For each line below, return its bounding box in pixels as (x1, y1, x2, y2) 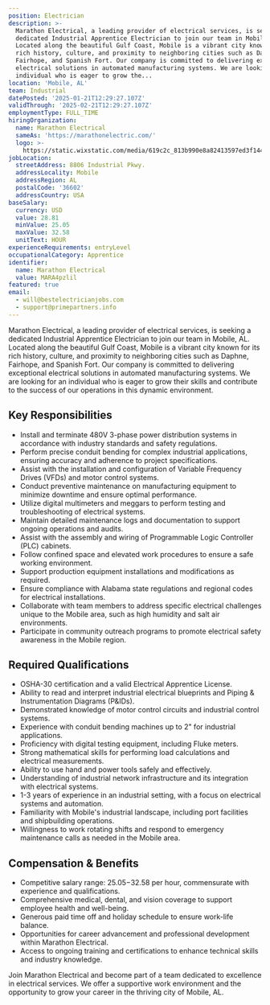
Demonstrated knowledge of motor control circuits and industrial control (19, 705, 260, 715)
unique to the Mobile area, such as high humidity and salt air (19, 609, 220, 619)
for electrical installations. (19, 592, 106, 601)
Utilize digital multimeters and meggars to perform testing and (19, 498, 227, 507)
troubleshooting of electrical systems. (19, 507, 146, 516)
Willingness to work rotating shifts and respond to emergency (19, 825, 224, 835)
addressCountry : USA (15, 191, 84, 199)
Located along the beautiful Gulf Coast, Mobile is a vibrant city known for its (8, 343, 260, 352)
